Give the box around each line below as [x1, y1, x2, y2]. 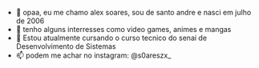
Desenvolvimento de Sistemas [15, 42, 116, 51]
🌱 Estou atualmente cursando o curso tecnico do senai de [15, 33, 207, 42]
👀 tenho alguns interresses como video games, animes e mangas [15, 25, 232, 34]
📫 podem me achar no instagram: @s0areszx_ [15, 50, 172, 60]
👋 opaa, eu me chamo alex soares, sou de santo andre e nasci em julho [15, 8, 252, 17]
